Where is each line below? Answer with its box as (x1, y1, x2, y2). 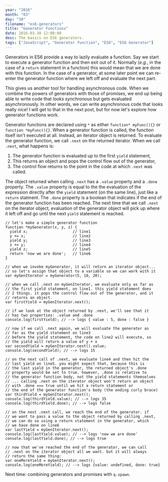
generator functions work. (5, 112, 59, 118)
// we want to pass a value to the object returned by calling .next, (5, 414, 156, 419)
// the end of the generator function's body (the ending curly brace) (5, 387, 158, 392)
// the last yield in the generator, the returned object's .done (5, 365, 147, 370)
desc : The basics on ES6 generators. (5, 36, 84, 41)
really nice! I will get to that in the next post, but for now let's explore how (5, 106, 157, 112)
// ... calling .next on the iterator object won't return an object (5, 378, 154, 384)
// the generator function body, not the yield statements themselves (5, 374, 156, 379)
